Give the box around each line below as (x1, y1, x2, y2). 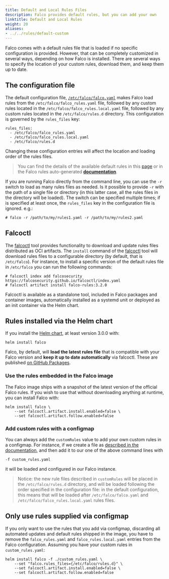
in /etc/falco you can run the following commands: (5, 264, 112, 270)
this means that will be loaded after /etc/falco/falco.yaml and (17, 492, 149, 498)
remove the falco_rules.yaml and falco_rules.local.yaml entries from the (5, 536, 160, 542)
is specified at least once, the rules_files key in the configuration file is (5, 200, 155, 206)
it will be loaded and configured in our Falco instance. (5, 466, 117, 472)
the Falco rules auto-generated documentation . (17, 168, 118, 175)
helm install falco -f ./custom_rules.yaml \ (5, 557, 102, 562)
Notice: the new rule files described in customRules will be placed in (17, 476, 158, 482)
